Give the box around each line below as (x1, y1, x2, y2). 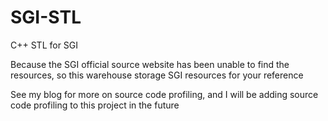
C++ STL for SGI (10, 39, 79, 51)
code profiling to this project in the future (10, 99, 180, 111)
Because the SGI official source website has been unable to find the (10, 58, 290, 70)
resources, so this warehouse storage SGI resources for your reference (10, 69, 304, 81)
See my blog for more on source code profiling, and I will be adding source (10, 88, 319, 100)
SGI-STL (10, 6, 82, 29)
